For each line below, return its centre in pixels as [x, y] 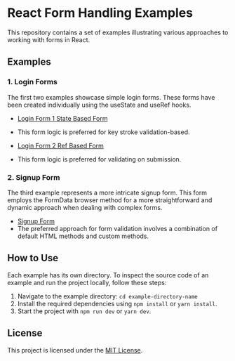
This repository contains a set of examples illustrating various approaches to [118, 32]
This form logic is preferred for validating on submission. [99, 159]
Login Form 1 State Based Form [62, 118]
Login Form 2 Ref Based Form [60, 145]
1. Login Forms [33, 82]
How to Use [33, 258]
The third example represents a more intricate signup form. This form [107, 192]
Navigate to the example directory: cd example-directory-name [107, 296]
